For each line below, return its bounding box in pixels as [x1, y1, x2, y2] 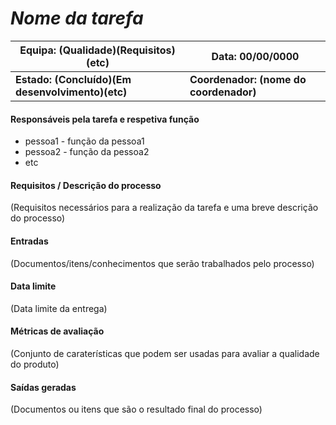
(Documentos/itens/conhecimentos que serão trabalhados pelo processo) [10, 257, 315, 269]
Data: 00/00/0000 [211, 49, 300, 63]
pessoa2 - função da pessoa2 [24, 146, 150, 158]
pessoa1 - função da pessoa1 [24, 135, 145, 147]
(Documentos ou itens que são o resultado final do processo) [10, 403, 263, 416]
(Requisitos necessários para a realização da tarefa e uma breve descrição [10, 202, 319, 214]
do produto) [10, 358, 60, 370]
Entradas [10, 235, 49, 247]
